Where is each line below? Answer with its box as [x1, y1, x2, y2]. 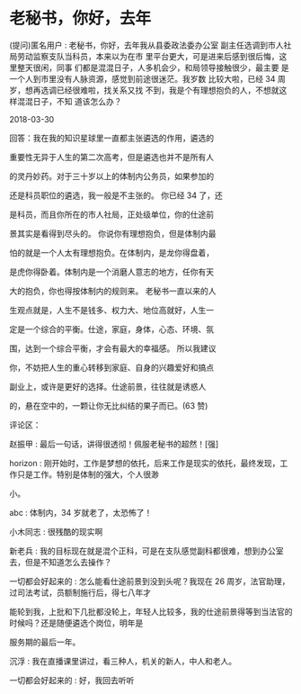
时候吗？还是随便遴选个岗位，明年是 [9, 617, 144, 628]
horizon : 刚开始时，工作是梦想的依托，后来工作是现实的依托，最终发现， [9, 457, 280, 468]
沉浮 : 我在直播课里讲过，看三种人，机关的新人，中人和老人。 [9, 655, 236, 666]
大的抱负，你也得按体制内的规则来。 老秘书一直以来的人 [9, 285, 217, 296]
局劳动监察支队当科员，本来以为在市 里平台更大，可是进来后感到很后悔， [9, 50, 279, 61]
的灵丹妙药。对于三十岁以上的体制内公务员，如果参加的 [9, 170, 214, 181]
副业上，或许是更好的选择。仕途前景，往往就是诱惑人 [9, 381, 207, 392]
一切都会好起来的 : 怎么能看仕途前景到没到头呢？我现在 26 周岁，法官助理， [9, 575, 290, 586]
